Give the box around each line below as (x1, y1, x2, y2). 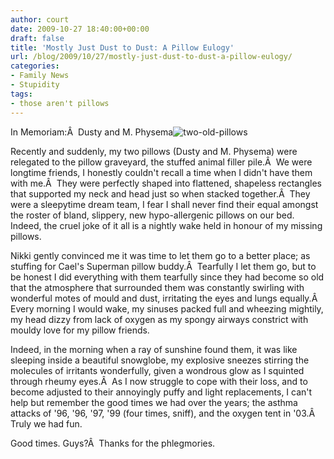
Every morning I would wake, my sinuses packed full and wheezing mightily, (10, 302, 324, 315)
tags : (10, 89, 33, 99)
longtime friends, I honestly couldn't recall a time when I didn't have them (10, 166, 313, 178)
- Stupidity (10, 80, 60, 90)
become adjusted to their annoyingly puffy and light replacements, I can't (10, 386, 313, 398)
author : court (10, 14, 70, 25)
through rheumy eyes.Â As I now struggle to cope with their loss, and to (10, 375, 308, 387)
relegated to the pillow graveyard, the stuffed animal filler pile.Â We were (10, 156, 313, 168)
